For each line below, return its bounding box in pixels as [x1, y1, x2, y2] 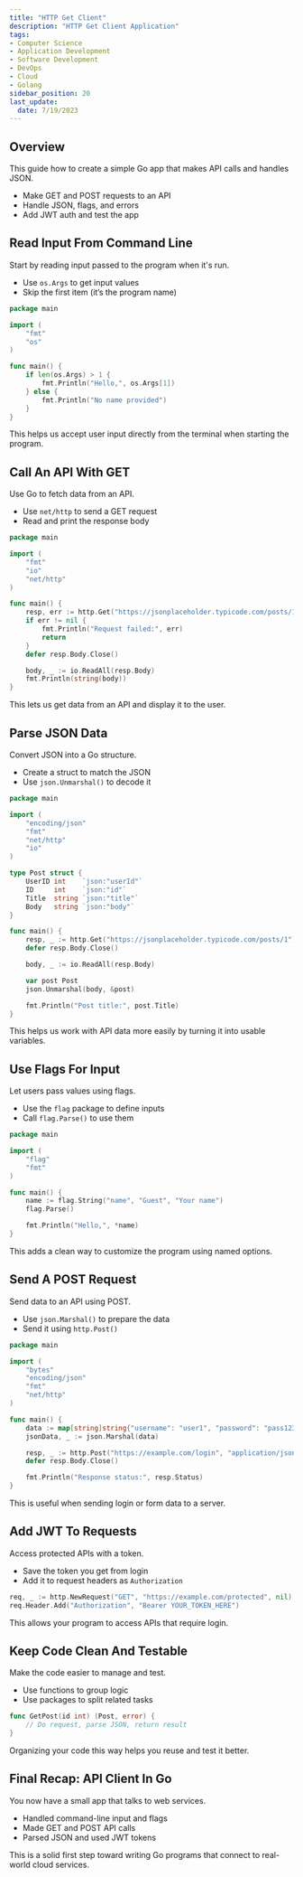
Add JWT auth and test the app [22, 210, 140, 221]
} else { [25, 387, 59, 396]
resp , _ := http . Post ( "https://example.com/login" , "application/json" [25, 1448, 300, 1458]
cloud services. [32, 1859, 90, 1870]
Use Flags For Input [9, 1061, 120, 1076]
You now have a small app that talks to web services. [9, 1795, 207, 1806]
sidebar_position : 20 [9, 89, 91, 98]
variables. [9, 1036, 46, 1046]
